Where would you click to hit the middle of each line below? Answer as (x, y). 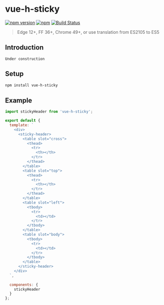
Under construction (25, 59)
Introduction (24, 48)
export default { (23, 121)
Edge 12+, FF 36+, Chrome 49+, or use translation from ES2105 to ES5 (88, 32)
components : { (24, 285)
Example (19, 100)
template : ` (22, 125)
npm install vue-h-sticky (31, 85)
